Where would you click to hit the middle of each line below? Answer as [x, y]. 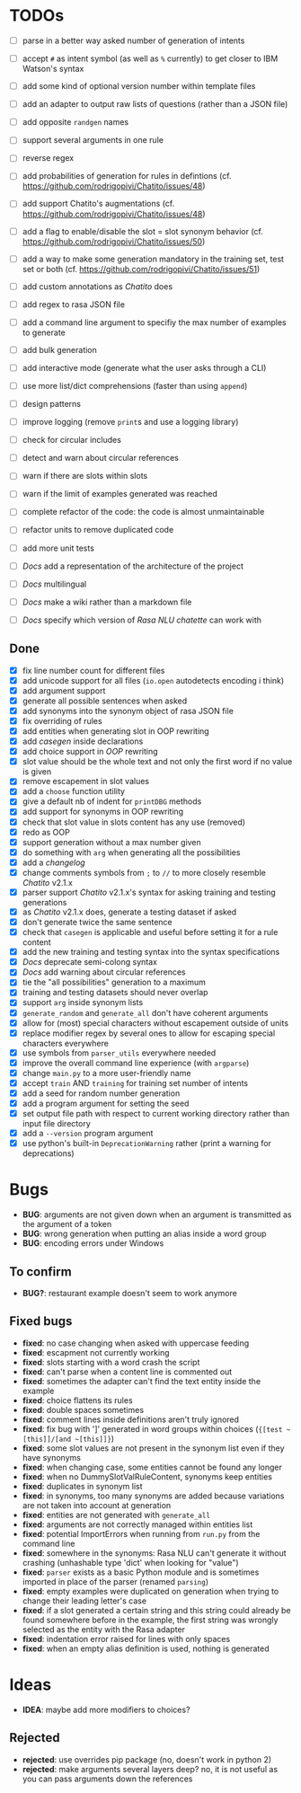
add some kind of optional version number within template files [139, 86]
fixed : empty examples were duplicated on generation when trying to [150, 1591]
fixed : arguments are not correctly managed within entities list [137, 1524]
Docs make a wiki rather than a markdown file [107, 602]
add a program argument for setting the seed [106, 1103]
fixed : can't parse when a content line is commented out [127, 1372]
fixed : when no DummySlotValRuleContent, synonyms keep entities [147, 1476]
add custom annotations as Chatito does [97, 286]
